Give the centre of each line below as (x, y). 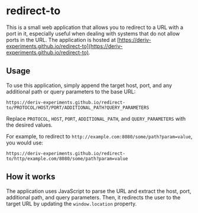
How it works (31, 177)
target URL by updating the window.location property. (72, 204)
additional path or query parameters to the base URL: (71, 91)
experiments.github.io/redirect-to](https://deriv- (64, 46)
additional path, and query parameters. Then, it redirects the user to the (93, 197)
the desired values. (30, 125)
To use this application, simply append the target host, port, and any (89, 85)
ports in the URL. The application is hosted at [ (63, 40)
